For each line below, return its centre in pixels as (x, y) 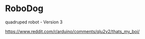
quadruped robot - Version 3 (34, 22)
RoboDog (24, 9)
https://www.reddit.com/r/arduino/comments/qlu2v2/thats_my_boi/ (72, 31)
